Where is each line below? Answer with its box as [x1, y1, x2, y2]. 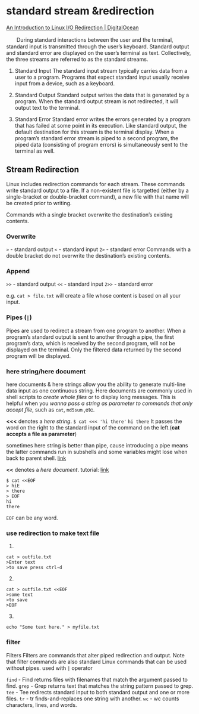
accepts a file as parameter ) [6, 430, 77, 437]
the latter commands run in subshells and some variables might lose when [6, 448, 188, 455]
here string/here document [6, 367, 86, 375]
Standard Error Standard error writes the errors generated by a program [14, 115, 191, 123]
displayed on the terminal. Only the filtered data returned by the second [6, 346, 181, 353]
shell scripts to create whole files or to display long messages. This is [6, 393, 176, 400]
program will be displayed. [6, 352, 71, 359]
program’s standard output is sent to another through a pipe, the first [6, 333, 174, 341]
